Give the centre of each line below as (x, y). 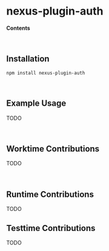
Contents (18, 28)
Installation (28, 59)
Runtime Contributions (50, 194)
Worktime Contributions (53, 149)
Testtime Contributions (51, 228)
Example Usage (36, 104)
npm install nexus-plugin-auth (46, 73)
